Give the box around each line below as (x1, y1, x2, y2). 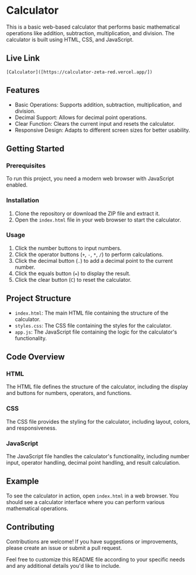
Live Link (6, 53, 40, 63)
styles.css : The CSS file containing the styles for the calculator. (14, 322, 172, 329)
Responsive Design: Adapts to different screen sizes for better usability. (14, 126, 191, 133)
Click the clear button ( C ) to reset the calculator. (14, 276, 132, 283)
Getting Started (6, 144, 65, 154)
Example (6, 476, 39, 486)
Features (6, 85, 40, 95)
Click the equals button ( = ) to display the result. (14, 269, 131, 277)
